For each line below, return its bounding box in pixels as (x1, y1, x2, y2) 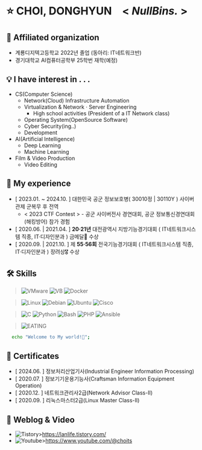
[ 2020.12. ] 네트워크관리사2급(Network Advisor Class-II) (14, 389, 153, 396)
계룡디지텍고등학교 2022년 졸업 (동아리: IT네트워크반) (14, 49, 142, 56)
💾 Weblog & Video (6, 414, 75, 425)
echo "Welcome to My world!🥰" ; (11, 334, 90, 340)
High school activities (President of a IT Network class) (33, 109, 170, 117)
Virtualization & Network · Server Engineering (24, 103, 137, 110)
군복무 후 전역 (26, 203, 59, 210)
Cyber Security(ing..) (24, 122, 77, 130)
